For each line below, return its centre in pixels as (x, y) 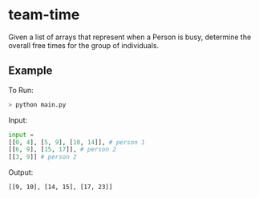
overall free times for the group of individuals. (83, 45)
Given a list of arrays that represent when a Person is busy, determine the (130, 37)
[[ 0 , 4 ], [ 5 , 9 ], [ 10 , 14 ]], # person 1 (77, 142)
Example (30, 71)
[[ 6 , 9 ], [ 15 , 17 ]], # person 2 (62, 150)
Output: (21, 172)
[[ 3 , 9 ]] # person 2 (43, 157)
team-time (44, 15)
